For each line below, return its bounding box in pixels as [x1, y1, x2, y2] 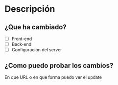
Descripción [4, 3, 55, 15]
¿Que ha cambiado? [4, 23, 67, 31]
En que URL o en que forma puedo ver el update [4, 74, 102, 80]
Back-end [11, 42, 32, 47]
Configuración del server [11, 47, 62, 53]
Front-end [11, 36, 32, 42]
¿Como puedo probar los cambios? [4, 61, 114, 69]
